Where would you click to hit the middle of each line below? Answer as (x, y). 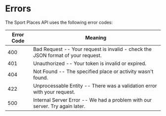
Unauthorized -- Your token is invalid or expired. (90, 63)
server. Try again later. (59, 106)
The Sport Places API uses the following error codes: (59, 22)
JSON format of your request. (67, 55)
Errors (18, 9)
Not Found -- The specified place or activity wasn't (93, 71)
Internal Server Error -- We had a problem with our (92, 100)
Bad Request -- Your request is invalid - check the (92, 49)
